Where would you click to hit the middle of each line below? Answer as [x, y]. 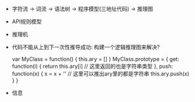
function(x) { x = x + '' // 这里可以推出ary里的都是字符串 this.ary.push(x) [100, 73]
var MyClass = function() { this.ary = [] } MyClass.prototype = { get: [95, 59]
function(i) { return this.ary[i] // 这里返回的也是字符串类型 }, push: [92, 66]
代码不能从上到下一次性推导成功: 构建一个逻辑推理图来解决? [86, 47]
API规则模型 [27, 22]
